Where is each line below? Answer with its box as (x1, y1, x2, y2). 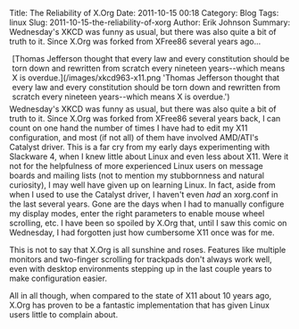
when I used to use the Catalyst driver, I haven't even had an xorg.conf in (9, 190, 278, 199)
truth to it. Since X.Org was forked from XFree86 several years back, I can (9, 114, 281, 123)
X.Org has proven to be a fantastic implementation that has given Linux (9, 299, 270, 310)
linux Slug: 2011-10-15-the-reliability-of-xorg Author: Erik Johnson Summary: (9, 17, 291, 28)
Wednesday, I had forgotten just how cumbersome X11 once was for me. (9, 227, 275, 238)
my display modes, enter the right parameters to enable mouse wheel (9, 208, 265, 218)
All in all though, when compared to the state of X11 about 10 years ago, (9, 291, 272, 300)
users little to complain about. (9, 309, 119, 320)
